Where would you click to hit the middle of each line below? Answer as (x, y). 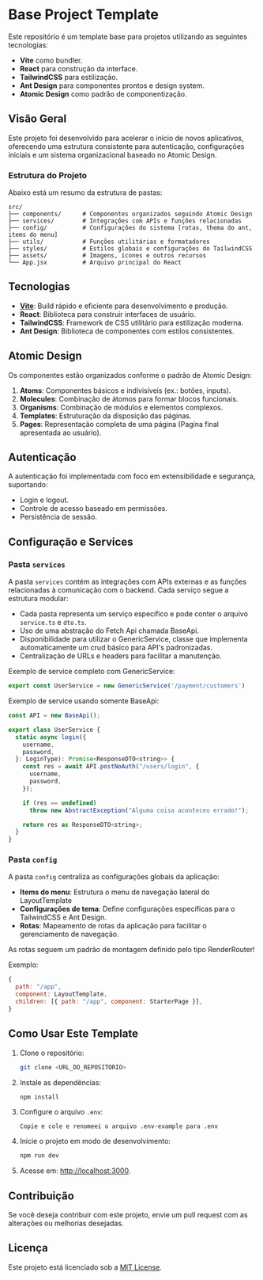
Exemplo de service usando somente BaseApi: (84, 701)
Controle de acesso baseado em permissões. (94, 509)
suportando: (28, 485)
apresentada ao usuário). (60, 432)
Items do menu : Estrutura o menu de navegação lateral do (115, 892)
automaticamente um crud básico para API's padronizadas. (116, 648)
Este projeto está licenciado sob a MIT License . (85, 1267)
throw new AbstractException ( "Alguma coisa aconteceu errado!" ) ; (139, 810)
